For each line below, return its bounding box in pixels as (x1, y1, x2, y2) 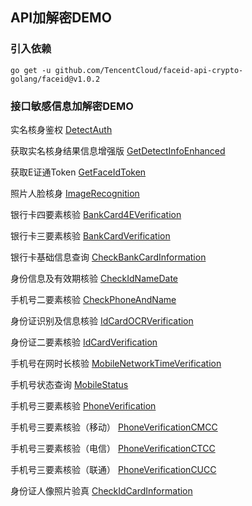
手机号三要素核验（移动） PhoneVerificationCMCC (10, 421, 218, 433)
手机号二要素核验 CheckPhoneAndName (10, 293, 177, 305)
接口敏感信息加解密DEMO (10, 99, 134, 113)
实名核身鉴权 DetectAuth (10, 123, 113, 135)
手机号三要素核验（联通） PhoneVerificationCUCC (10, 463, 217, 475)
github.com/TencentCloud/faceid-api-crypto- (54, 65, 244, 75)
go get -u (10, 65, 52, 75)
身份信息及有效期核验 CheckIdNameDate (10, 272, 179, 284)
